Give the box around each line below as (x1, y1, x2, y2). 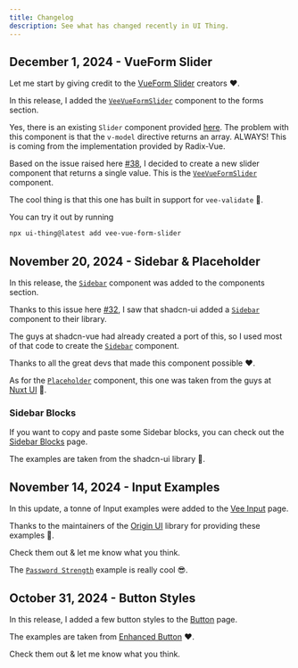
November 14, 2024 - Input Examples (9, 479, 220, 495)
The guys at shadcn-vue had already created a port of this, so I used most (9, 331, 283, 342)
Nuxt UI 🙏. (9, 384, 47, 395)
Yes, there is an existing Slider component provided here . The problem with (9, 122, 289, 133)
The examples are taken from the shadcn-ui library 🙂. (9, 454, 205, 465)
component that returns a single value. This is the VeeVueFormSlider (9, 168, 257, 178)
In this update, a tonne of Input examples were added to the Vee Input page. (9, 503, 289, 514)
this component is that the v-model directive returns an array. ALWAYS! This (9, 131, 287, 143)
